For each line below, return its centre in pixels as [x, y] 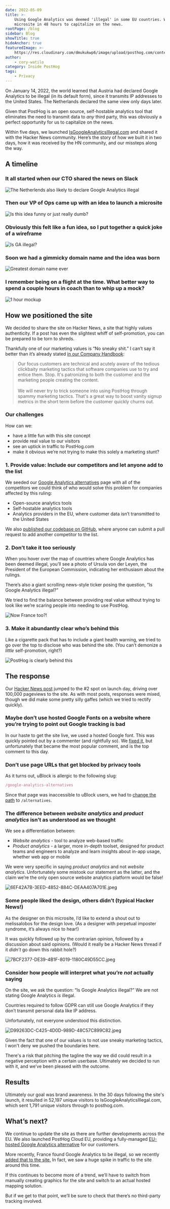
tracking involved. [24, 1201]
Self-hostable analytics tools [42, 509]
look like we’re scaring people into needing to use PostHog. [67, 605]
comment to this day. [27, 751]
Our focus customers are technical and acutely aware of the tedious [89, 364]
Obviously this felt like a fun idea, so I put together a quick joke [84, 227]
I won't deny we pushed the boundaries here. [53, 1045]
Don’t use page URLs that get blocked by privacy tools [73, 764]
